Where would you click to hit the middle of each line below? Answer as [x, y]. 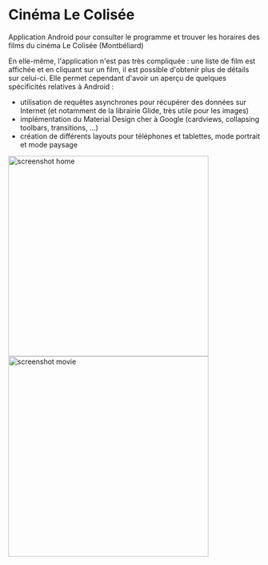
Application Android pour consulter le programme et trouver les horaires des [134, 37]
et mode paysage [49, 144]
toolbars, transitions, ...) [59, 127]
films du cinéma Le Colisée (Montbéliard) [76, 45]
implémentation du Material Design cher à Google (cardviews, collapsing [140, 119]
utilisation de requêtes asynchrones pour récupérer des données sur [133, 102]
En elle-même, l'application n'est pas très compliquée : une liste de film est [132, 61]
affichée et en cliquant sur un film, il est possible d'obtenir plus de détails [129, 69]
